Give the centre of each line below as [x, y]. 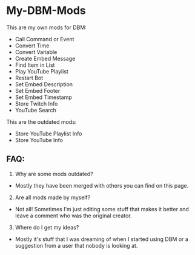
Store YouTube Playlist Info [48, 134]
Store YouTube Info [39, 140]
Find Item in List [35, 65]
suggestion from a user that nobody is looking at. [76, 245]
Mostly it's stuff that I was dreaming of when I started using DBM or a [102, 239]
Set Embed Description [44, 84]
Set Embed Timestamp [43, 97]
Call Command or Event [45, 39]
